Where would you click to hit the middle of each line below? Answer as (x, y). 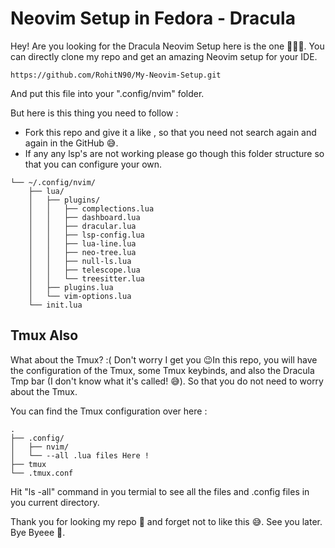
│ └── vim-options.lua (80, 296)
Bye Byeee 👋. (38, 532)
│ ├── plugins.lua (71, 287)
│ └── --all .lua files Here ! (80, 455)
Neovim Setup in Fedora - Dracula (153, 18)
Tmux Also (44, 335)
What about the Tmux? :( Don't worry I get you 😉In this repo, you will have (164, 359)
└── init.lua (55, 305)
